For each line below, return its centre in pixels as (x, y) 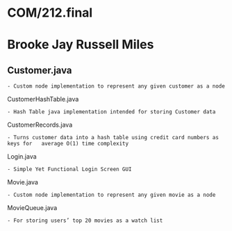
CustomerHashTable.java (43, 99)
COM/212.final (50, 13)
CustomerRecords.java (40, 125)
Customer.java (40, 70)
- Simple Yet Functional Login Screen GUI (69, 169)
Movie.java (23, 182)
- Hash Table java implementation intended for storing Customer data (111, 112)
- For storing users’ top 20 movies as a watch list (85, 221)
